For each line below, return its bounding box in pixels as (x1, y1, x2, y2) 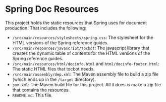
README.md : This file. (12, 92, 53, 98)
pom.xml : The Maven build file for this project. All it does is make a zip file (12, 81, 161, 87)
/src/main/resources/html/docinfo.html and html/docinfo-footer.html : (12, 61, 160, 67)
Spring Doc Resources (5, 3, 99, 15)
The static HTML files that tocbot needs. (12, 66, 95, 72)
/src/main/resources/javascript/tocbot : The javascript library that (12, 45, 150, 51)
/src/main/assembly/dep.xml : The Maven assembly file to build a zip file (12, 71, 159, 77)
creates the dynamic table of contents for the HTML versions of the (12, 50, 150, 56)
